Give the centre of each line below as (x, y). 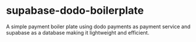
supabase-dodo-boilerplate (75, 11)
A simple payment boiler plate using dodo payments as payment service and (98, 26)
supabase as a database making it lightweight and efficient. (78, 32)
